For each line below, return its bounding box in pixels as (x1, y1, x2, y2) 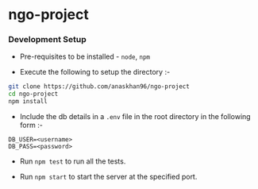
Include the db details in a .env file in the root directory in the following (19, 112, 252, 121)
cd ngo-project (8, 90, 59, 98)
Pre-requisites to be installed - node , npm (19, 52, 151, 61)
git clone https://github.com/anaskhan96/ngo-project (8, 83, 191, 91)
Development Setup (8, 34, 87, 45)
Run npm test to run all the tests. (19, 156, 126, 166)
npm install (8, 98, 48, 106)
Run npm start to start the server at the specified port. (19, 172, 198, 182)
